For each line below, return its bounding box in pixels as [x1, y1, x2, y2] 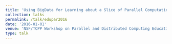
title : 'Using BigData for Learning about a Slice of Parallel [5, 7, 143, 13]
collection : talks [5, 12, 45, 17]
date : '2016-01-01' [5, 21, 47, 27]
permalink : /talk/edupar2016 [5, 17, 68, 22]
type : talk [5, 31, 29, 36]
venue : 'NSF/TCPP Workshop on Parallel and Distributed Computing [5, 26, 150, 31]
